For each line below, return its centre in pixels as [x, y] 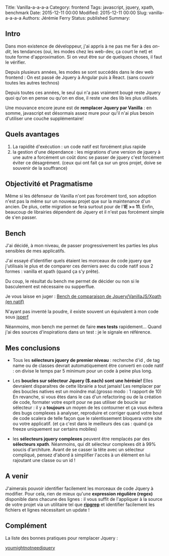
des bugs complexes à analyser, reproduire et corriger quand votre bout [87, 413]
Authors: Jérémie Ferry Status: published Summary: [76, 18]
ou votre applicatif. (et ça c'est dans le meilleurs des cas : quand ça [82, 424]
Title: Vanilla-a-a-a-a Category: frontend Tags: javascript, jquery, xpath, [80, 7]
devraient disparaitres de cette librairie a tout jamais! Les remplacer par [87, 386]
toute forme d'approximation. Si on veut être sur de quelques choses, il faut [84, 57]
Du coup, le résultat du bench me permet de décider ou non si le [72, 281]
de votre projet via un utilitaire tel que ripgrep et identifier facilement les [80, 504]
